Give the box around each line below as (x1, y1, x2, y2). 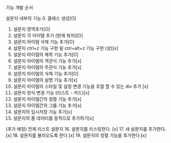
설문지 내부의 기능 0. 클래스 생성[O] (6, 15, 76, 21)
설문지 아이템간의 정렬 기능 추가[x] (13, 96, 82, 102)
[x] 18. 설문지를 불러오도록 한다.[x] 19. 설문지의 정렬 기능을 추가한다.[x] (6, 132, 147, 138)
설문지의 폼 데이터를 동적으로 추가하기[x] (13, 115, 94, 121)
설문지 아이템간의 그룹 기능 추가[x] (13, 102, 82, 108)
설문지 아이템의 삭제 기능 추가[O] (13, 71, 78, 76)
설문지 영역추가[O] (13, 26, 50, 32)
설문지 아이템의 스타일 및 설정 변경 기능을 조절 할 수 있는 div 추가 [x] (13, 83, 149, 89)
